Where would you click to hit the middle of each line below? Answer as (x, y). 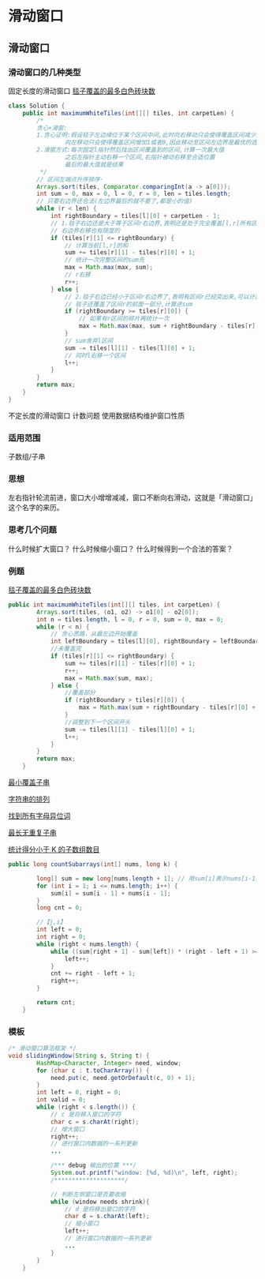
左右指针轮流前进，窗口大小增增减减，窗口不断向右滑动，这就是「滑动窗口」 (132, 497)
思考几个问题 (33, 530)
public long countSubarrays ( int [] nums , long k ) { (93, 865)
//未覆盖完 (65, 649)
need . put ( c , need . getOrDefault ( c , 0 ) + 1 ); (123, 1078)
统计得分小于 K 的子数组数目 (54, 850)
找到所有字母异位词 (39, 816)
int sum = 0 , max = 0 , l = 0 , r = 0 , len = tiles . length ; (134, 194)
